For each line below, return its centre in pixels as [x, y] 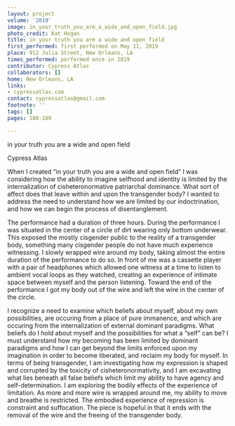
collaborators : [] [34, 72]
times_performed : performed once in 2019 [69, 60]
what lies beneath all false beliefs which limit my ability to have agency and [116, 378]
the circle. [22, 297]
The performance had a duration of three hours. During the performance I [114, 222]
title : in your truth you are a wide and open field [86, 40]
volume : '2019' [29, 20]
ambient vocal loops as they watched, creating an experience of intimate [112, 274]
